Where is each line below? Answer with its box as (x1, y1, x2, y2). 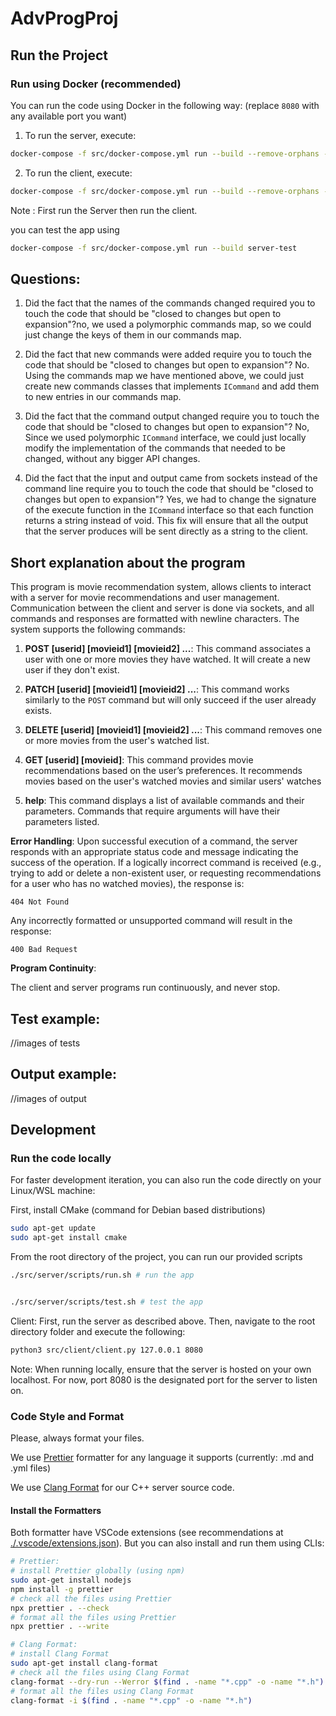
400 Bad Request (10, 945, 78, 955)
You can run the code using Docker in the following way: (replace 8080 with (10, 99, 320, 111)
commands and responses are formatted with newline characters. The (10, 613, 300, 625)
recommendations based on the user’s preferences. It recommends (24, 765, 303, 777)
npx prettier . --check (10, 1603, 110, 1613)
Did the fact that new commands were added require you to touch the (24, 348, 312, 361)
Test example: (10, 1010, 101, 1027)
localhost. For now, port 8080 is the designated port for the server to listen (10, 1373, 318, 1386)
